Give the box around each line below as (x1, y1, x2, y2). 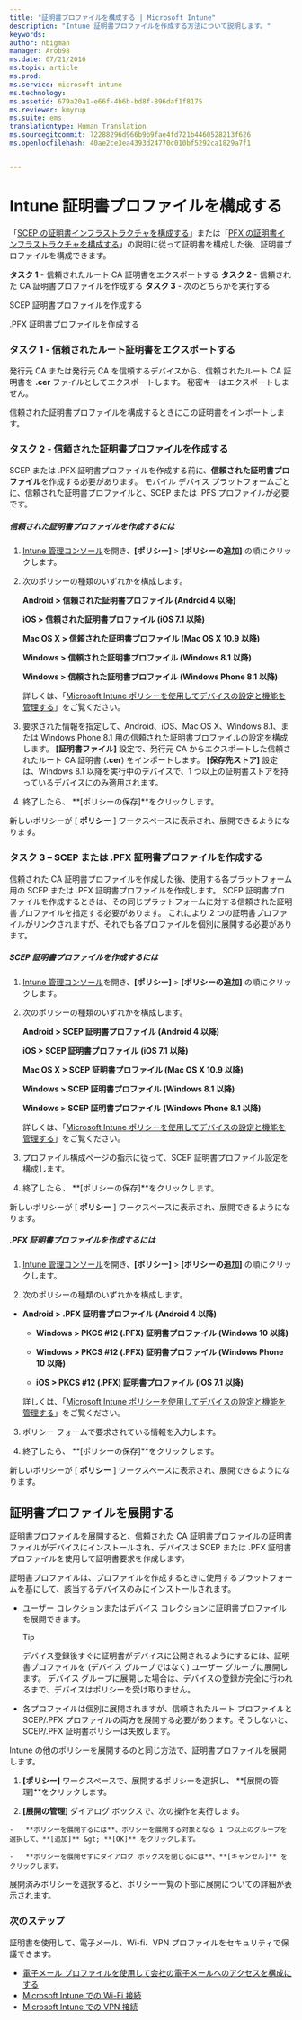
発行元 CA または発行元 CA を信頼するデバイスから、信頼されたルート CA (9, 365, 282, 376)
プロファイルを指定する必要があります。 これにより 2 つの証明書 (16, 907, 256, 918)
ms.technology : (9, 88, 67, 97)
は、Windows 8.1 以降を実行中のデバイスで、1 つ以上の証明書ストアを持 (22, 766, 289, 777)
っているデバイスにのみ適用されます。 (22, 777, 164, 788)
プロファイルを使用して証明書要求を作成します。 (9, 1553, 191, 1564)
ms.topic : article (9, 64, 78, 73)
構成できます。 (56, 249, 111, 261)
